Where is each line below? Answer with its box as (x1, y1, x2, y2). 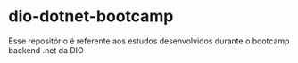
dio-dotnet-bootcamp (8, 6, 174, 27)
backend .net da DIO (8, 44, 84, 55)
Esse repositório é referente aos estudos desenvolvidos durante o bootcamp (8, 35, 290, 46)
